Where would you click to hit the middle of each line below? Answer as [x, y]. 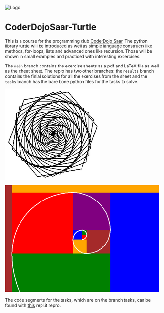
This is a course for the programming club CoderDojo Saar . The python [76, 41]
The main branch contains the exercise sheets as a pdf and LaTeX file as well [82, 66]
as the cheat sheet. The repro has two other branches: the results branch [80, 71]
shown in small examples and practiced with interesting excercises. [73, 56]
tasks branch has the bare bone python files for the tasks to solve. [72, 81]
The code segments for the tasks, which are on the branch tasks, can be [78, 300]
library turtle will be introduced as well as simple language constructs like [79, 46]
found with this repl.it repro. [33, 305]
